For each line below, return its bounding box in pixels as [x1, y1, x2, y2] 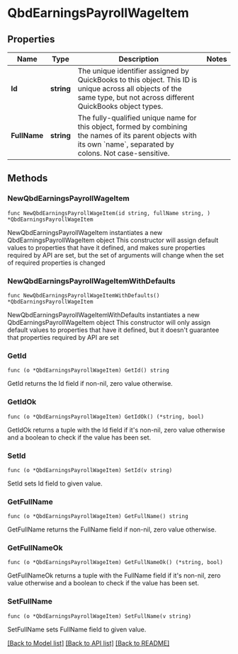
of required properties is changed [7, 258, 106, 267]
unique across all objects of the [77, 84, 182, 93]
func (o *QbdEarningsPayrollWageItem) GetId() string [7, 367, 170, 374]
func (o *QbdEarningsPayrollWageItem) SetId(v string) [7, 466, 173, 474]
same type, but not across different [77, 93, 195, 102]
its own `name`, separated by [77, 139, 175, 149]
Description [118, 54, 159, 64]
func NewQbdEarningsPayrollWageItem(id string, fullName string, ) [7, 210, 211, 217]
